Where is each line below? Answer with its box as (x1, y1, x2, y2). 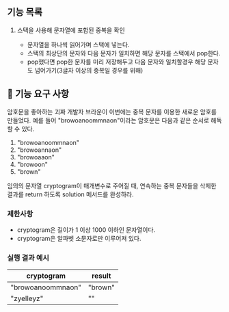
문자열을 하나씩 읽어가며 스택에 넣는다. (27, 40, 130, 49)
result (92, 271, 111, 281)
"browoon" (16, 160, 48, 168)
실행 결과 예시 (7, 252, 50, 262)
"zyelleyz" (10, 294, 44, 303)
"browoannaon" (16, 146, 62, 154)
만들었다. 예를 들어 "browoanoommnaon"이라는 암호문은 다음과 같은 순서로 (7, 116, 210, 125)
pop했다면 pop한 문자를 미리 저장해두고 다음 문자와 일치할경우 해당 (27, 57, 206, 66)
